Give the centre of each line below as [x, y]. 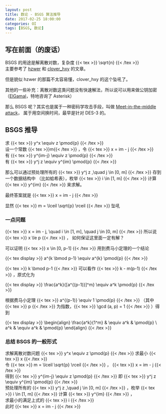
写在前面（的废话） [34, 49]
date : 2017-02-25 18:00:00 [33, 19]
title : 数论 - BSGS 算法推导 [33, 14]
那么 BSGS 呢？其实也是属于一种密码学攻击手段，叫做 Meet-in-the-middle [81, 106]
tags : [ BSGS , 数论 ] [25, 28]
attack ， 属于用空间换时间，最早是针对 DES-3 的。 [57, 113]
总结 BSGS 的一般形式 [31, 341]
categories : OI [21, 24]
